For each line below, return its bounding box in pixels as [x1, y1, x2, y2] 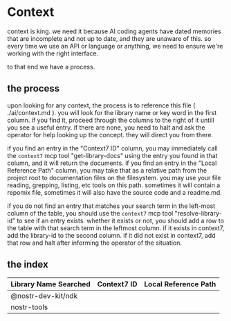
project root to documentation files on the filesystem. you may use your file [7, 173, 221, 182]
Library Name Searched [10, 279, 91, 288]
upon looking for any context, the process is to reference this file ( [7, 101, 196, 110]
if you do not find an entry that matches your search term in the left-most [7, 202, 216, 210]
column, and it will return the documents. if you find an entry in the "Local [7, 159, 217, 167]
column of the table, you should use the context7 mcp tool [7, 209, 174, 217]
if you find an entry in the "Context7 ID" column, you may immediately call [7, 144, 218, 153]
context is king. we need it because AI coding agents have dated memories [7, 27, 221, 35]
